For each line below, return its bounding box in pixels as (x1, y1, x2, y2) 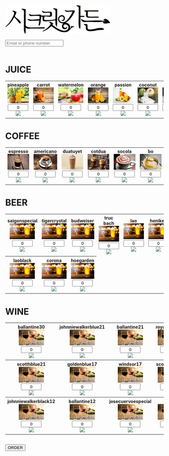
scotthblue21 (17, 361, 46, 367)
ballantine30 (17, 324, 45, 330)
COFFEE (5, 131, 40, 142)
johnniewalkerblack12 (7, 398, 55, 404)
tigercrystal (41, 217, 67, 223)
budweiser (71, 217, 94, 223)
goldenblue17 (67, 361, 98, 367)
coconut (139, 82, 157, 88)
